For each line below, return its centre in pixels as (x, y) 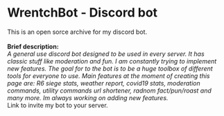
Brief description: (33, 46)
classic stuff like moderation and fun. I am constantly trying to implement (112, 61)
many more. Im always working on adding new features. (88, 97)
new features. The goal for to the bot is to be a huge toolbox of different (110, 68)
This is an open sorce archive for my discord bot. (77, 32)
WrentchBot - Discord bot (83, 13)
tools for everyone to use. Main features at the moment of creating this (109, 76)
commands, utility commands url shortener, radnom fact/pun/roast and (109, 90)
